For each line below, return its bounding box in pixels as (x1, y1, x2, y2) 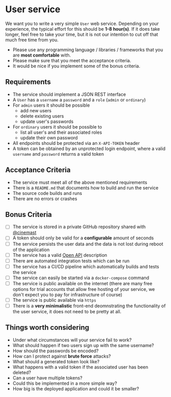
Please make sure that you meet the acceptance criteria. (12, 57, 131, 63)
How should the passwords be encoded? (12, 348, 99, 354)
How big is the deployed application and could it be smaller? (12, 385, 139, 391)
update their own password (20, 134, 78, 141)
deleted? (12, 369, 32, 376)
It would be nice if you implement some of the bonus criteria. (12, 63, 140, 69)
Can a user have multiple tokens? (12, 375, 82, 381)
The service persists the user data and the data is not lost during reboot (12, 241, 164, 247)
